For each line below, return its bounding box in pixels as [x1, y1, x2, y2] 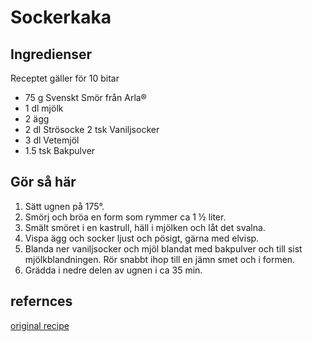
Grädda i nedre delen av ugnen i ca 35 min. [24, 264, 203, 276]
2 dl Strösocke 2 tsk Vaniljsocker [24, 124, 160, 135]
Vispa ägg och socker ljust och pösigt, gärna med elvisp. [24, 232, 260, 244]
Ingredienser [10, 46, 93, 63]
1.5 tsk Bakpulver [24, 145, 96, 156]
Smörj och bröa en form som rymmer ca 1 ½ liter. [24, 211, 227, 223]
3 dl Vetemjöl [24, 134, 80, 146]
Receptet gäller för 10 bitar [10, 72, 120, 84]
